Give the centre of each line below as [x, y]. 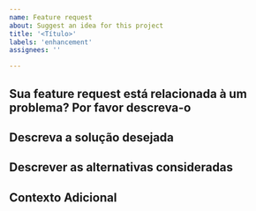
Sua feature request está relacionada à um [128, 94]
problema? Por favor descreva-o [100, 107]
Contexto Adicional [63, 197]
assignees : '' [35, 50]
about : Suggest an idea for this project [87, 26]
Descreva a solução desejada [92, 137]
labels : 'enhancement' [51, 42]
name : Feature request [51, 17]
